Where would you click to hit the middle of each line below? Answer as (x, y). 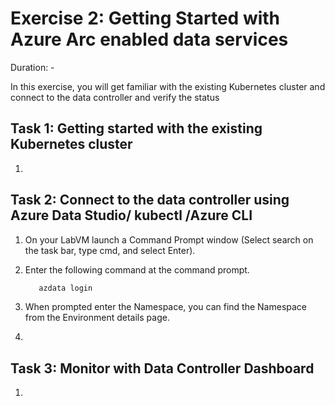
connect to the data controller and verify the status (115, 97)
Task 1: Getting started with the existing (136, 128)
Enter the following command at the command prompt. (137, 269)
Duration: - (32, 67)
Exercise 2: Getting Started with (145, 18)
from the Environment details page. (97, 318)
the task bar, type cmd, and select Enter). (110, 250)
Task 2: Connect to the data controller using (150, 200)
